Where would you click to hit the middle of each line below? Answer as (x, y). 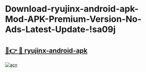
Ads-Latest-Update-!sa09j (60, 29)
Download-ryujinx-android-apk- (72, 9)
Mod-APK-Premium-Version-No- (73, 19)
